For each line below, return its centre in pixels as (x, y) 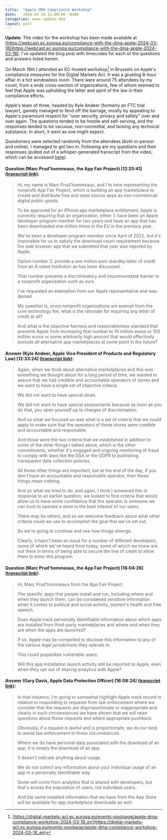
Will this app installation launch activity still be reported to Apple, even (89, 664)
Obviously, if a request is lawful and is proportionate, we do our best (87, 728)
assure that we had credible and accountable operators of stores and (88, 380)
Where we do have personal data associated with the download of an (88, 743)
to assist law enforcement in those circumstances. (69, 733)
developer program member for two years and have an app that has (87, 221)
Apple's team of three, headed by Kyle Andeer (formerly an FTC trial (75, 105)
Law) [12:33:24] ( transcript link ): (40, 359)
